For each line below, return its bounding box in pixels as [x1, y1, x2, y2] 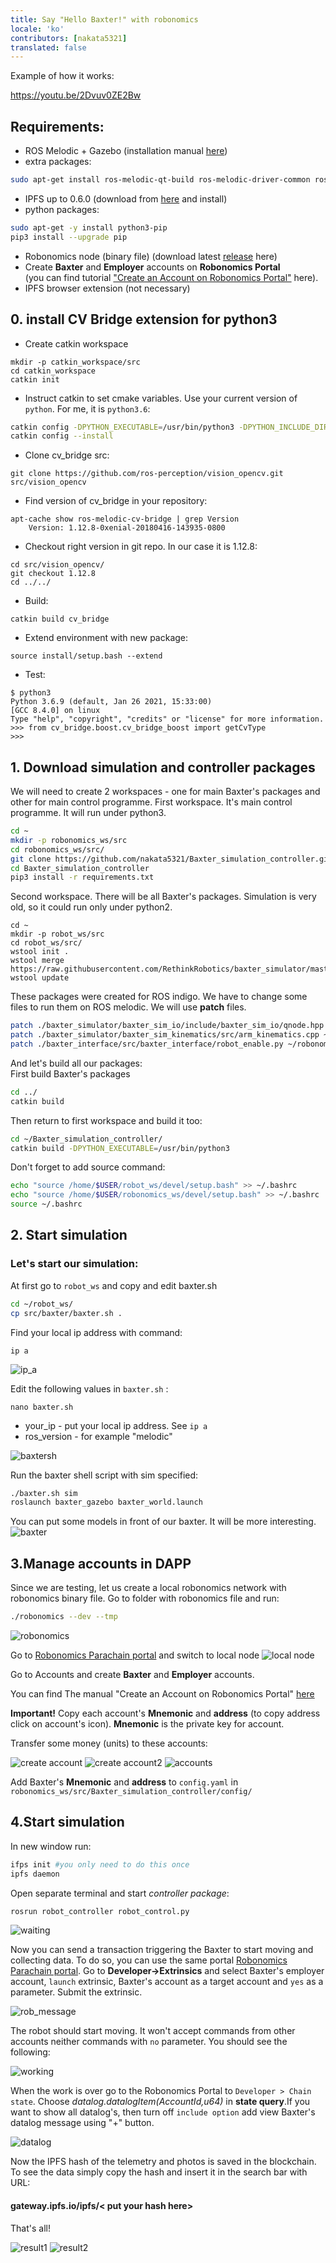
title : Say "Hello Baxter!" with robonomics [10, 14, 199, 25]
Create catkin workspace [24, 337, 129, 350]
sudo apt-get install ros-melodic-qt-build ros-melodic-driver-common [10, 175, 311, 185]
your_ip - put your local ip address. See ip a [24, 1419, 208, 1431]
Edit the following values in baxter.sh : [10, 1382, 169, 1395]
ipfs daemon [10, 1869, 60, 1879]
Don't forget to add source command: [10, 1161, 166, 1173]
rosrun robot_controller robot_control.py [10, 1906, 190, 1916]
